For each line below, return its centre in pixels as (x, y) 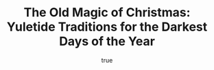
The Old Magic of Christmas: (107, 13)
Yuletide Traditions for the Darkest (107, 27)
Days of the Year (107, 41)
